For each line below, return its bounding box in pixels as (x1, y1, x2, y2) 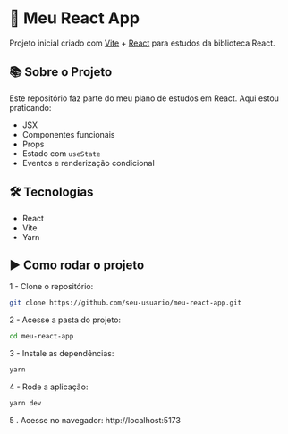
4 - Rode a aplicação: (9, 381, 89, 392)
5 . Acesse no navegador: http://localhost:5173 (9, 414, 182, 425)
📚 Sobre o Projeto (9, 64, 113, 79)
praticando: (9, 102, 52, 113)
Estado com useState (21, 147, 101, 159)
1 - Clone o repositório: (9, 281, 94, 292)
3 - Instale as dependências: (9, 348, 114, 359)
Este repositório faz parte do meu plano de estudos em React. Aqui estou (9, 93, 280, 104)
